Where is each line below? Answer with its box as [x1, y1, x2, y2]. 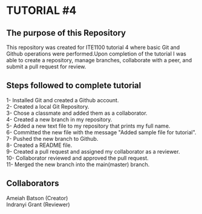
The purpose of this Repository [6, 28, 126, 38]
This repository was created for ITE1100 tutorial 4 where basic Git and [6, 44, 180, 51]
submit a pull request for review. [6, 63, 86, 70]
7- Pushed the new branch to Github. [6, 135, 99, 142]
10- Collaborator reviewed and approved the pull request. [6, 154, 149, 161]
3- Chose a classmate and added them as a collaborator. [6, 109, 148, 117]
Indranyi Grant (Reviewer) [6, 201, 71, 208]
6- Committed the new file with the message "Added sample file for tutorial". [6, 128, 197, 136]
